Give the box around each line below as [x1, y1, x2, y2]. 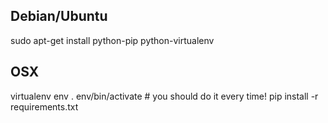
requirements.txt [10, 100, 79, 113]
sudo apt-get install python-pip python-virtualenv [10, 34, 215, 46]
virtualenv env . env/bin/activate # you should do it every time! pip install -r [10, 90, 319, 102]
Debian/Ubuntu [10, 8, 108, 25]
